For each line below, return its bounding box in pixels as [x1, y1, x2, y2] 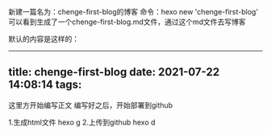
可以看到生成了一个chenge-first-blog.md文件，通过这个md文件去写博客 [8, 17, 246, 27]
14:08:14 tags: [8, 78, 82, 92]
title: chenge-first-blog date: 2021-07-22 [8, 65, 220, 79]
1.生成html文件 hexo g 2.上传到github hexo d [8, 117, 156, 127]
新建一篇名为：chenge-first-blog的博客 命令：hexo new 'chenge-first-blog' [8, 7, 259, 16]
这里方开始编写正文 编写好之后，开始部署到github [8, 100, 173, 110]
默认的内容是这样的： [8, 35, 79, 43]
